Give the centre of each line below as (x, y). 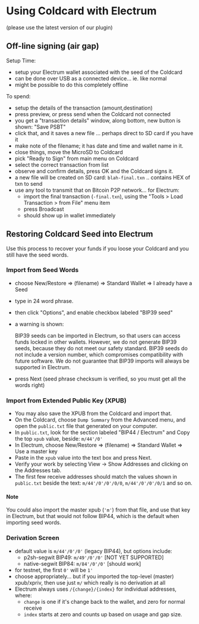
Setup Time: (21, 60)
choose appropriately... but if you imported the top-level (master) (94, 576)
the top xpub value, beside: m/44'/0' (59, 439)
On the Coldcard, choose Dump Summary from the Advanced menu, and (100, 420)
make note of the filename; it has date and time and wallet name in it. (99, 146)
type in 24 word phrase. (44, 301)
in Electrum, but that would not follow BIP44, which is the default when (93, 516)
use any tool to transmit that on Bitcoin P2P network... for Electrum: (97, 190)
